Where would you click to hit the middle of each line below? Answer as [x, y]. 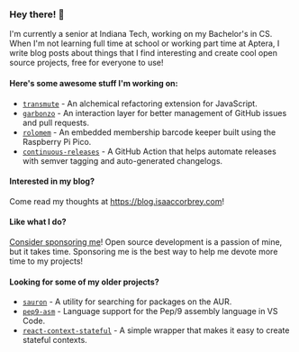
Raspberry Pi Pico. [57, 141]
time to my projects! [46, 261]
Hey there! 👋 [37, 14]
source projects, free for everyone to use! [86, 63]
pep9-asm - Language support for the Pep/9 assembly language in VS [150, 311]
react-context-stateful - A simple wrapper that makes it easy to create [156, 330]
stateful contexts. [54, 340]
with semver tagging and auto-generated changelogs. [122, 160]
